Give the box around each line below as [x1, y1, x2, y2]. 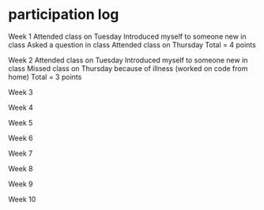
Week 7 [8, 148, 33, 158]
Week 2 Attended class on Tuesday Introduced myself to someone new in [8, 55, 248, 65]
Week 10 [8, 194, 36, 204]
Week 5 [8, 118, 33, 127]
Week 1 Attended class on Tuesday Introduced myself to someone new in [8, 32, 247, 41]
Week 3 [8, 87, 33, 96]
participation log [8, 6, 119, 24]
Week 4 [8, 103, 34, 112]
